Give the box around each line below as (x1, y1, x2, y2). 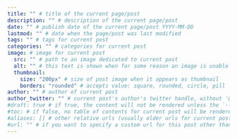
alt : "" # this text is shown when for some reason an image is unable (13, 62, 229, 69)
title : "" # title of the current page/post (7, 10, 140, 18)
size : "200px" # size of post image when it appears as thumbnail (20, 75, 219, 83)
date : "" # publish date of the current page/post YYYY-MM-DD (7, 23, 194, 30)
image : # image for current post (7, 50, 106, 57)
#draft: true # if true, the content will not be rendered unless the (7, 102, 219, 109)
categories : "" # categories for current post (7, 43, 147, 50)
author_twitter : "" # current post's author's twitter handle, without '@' (7, 95, 235, 102)
